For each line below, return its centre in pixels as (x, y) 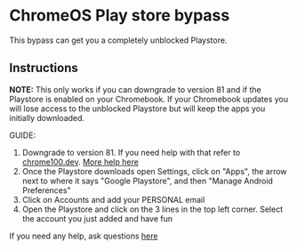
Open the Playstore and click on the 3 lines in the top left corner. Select (152, 209)
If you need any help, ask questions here (84, 236)
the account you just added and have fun (97, 218)
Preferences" (46, 190)
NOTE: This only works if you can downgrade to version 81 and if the (135, 89)
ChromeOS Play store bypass (120, 16)
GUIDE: (23, 135)
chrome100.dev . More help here (80, 162)
